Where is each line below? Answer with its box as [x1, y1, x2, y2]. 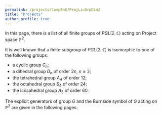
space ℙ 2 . [5, 36, 26, 42]
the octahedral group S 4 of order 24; [12, 81, 87, 88]
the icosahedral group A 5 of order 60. [12, 87, 89, 95]
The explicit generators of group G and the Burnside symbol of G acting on [5, 98, 157, 104]
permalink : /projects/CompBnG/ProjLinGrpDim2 [5, 7, 100, 12]
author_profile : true [5, 16, 50, 21]
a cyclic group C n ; [12, 62, 49, 69]
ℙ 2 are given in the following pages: [5, 104, 78, 110]
